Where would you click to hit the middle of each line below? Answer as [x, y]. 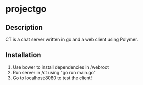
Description [24, 28]
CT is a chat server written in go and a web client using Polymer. [72, 39]
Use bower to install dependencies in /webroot [61, 67]
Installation [23, 55]
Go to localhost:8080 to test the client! [52, 78]
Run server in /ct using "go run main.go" [54, 72]
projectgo [26, 9]
